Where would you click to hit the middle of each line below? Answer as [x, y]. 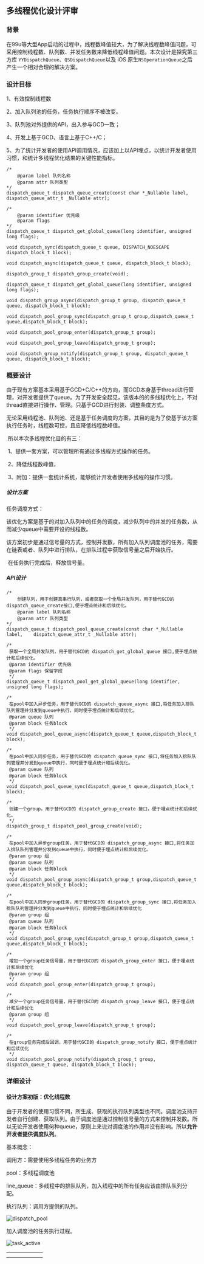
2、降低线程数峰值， [33, 465]
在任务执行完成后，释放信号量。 [48, 563]
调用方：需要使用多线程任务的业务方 [52, 1160]
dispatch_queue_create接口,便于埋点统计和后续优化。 [68, 606]
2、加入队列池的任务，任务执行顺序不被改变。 [64, 111]
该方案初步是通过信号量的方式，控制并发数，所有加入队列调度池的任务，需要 [102, 542]
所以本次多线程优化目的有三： [45, 438]
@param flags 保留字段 [36, 671]
